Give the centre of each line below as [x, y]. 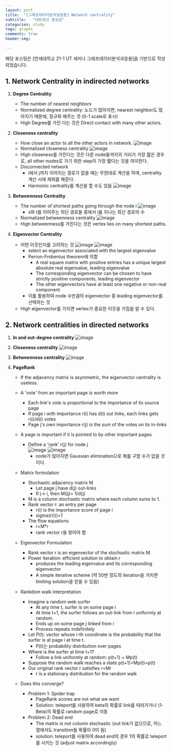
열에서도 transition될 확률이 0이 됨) [71, 729]
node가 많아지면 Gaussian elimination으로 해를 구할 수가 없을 [98, 456]
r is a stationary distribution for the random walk [86, 673]
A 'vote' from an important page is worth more [69, 392]
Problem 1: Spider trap [51, 693]
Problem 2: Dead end [50, 717]
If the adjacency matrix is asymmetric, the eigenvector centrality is [91, 377]
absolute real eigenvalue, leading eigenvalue [83, 268]
